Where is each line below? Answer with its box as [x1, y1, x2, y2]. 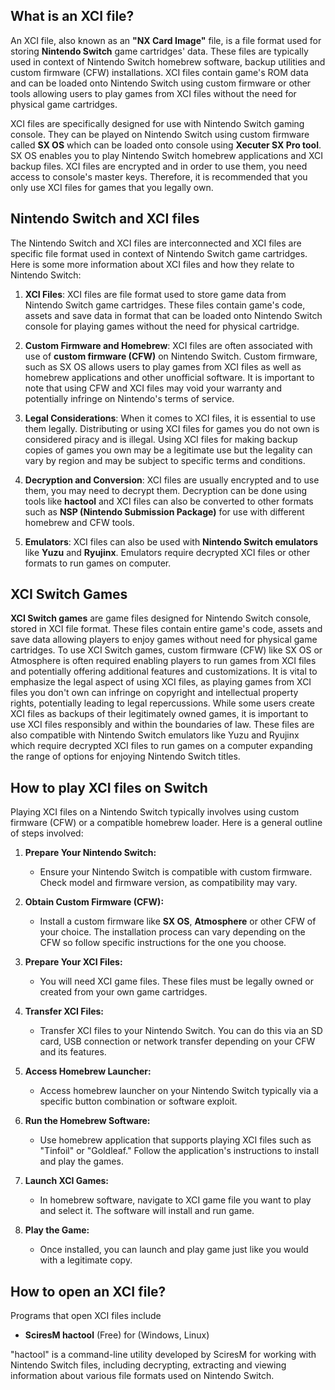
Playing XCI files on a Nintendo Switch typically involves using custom [10, 806, 300, 818]
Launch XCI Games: [24, 1175, 110, 1187]
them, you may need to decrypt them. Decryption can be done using [24, 484, 308, 496]
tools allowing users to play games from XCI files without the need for [10, 87, 297, 99]
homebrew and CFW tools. [24, 516, 135, 528]
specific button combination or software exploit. [39, 1095, 238, 1108]
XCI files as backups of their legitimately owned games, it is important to [10, 708, 309, 720]
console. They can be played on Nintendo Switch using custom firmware [10, 128, 310, 140]
